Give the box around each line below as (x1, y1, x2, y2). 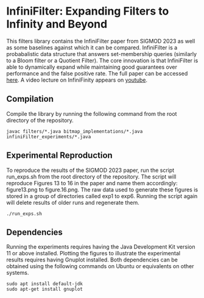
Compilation (6, 94, 54, 104)
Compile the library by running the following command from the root (6, 110, 177, 117)
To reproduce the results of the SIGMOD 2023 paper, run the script (6, 166, 175, 174)
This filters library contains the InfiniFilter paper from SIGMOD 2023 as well (6, 37, 195, 44)
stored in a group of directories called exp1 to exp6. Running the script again (6, 192, 198, 199)
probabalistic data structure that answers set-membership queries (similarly (6, 50, 197, 57)
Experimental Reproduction (6, 151, 113, 161)
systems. (6, 269, 29, 277)
